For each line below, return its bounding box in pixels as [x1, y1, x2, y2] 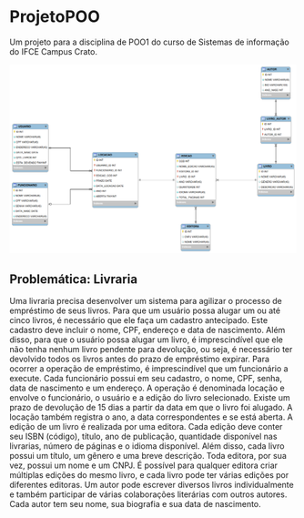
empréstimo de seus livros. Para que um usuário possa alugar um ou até [9, 305, 280, 316]
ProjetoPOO [9, 6, 100, 27]
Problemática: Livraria [9, 271, 138, 287]
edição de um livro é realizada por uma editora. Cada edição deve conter [9, 421, 283, 432]
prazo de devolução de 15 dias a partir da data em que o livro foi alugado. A [9, 401, 293, 412]
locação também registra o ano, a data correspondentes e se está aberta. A [9, 411, 294, 422]
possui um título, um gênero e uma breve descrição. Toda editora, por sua [9, 450, 287, 461]
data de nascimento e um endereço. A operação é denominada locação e [9, 382, 285, 393]
